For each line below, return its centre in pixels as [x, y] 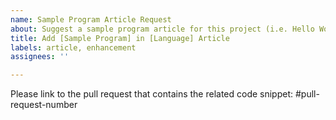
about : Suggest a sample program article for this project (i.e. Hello [162, 29]
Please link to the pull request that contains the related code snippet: [152, 94]
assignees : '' [40, 57]
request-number [44, 105]
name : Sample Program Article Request [91, 19]
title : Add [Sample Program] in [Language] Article [120, 38]
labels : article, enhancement [73, 47]
